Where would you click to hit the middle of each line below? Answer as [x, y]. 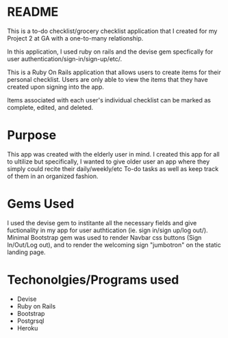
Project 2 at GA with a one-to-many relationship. [75, 38]
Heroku [27, 328]
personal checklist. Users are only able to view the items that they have [107, 79]
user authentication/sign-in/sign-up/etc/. [65, 58]
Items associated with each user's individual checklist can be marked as [109, 100]
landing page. [26, 252]
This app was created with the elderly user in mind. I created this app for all [114, 154]
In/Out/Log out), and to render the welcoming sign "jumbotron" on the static [114, 245]
